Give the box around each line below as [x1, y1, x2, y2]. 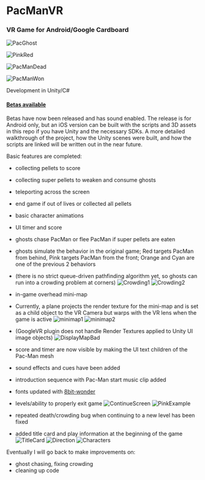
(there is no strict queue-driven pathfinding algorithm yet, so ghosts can [15, 272, 198, 279]
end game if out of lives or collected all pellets [15, 200, 132, 207]
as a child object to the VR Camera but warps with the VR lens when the [15, 309, 197, 316]
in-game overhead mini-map [15, 290, 88, 298]
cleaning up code [15, 467, 59, 474]
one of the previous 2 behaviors [15, 260, 96, 268]
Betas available [6, 101, 47, 108]
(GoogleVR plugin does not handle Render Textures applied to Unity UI [15, 327, 193, 334]
